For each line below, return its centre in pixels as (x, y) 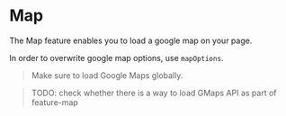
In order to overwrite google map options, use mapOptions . (116, 58)
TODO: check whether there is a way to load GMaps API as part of (154, 93)
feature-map (54, 102)
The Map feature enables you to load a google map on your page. (131, 40)
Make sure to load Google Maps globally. (107, 75)
